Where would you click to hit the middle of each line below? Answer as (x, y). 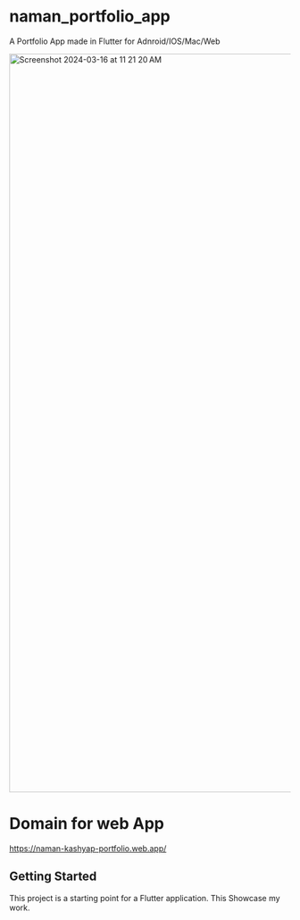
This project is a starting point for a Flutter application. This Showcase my (145, 898)
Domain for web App (87, 824)
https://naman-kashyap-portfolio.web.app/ (88, 848)
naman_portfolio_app (90, 17)
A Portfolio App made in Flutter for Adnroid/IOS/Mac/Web (115, 41)
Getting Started (53, 877)
